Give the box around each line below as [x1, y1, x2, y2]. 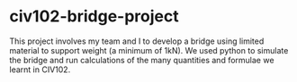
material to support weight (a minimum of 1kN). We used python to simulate [9, 45, 289, 55]
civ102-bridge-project [9, 6, 179, 27]
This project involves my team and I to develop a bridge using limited [9, 36, 265, 46]
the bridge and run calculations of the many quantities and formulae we [9, 54, 274, 65]
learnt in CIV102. [9, 64, 71, 75]
